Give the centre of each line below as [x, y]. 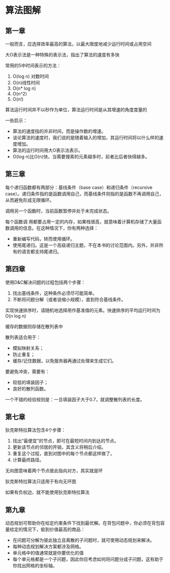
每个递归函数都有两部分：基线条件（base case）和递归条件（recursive [79, 187]
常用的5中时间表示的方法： [33, 66]
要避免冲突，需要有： [27, 371]
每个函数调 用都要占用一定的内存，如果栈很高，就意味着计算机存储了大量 [81, 221]
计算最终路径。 [28, 460]
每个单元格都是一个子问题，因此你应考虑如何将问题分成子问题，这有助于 [88, 559]
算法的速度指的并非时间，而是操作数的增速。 [59, 131]
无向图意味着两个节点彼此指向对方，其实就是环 [54, 471]
